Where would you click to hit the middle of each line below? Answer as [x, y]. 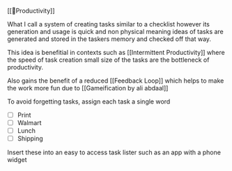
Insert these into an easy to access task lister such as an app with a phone [114, 152]
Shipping [30, 138]
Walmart [29, 123]
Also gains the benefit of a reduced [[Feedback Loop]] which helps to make [116, 81]
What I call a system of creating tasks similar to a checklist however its [109, 24]
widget [17, 160]
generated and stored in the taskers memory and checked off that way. [109, 39]
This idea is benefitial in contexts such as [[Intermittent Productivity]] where [116, 52]
